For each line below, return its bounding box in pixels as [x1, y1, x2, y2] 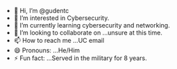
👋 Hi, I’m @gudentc [13, 7, 69, 14]
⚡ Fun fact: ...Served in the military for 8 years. [13, 54, 147, 62]
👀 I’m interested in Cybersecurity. [13, 14, 110, 22]
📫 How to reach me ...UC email [13, 37, 105, 44]
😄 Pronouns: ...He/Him [13, 46, 81, 55]
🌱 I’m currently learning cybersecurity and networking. [13, 21, 170, 29]
